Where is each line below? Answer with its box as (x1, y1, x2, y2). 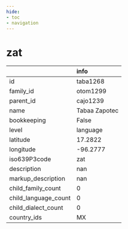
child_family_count (9, 184, 61, 193)
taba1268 (76, 77, 105, 86)
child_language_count (9, 194, 71, 202)
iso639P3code (9, 155, 51, 163)
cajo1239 (76, 97, 105, 105)
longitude (9, 145, 36, 154)
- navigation (6, 20, 39, 26)
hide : (6, 8, 20, 15)
